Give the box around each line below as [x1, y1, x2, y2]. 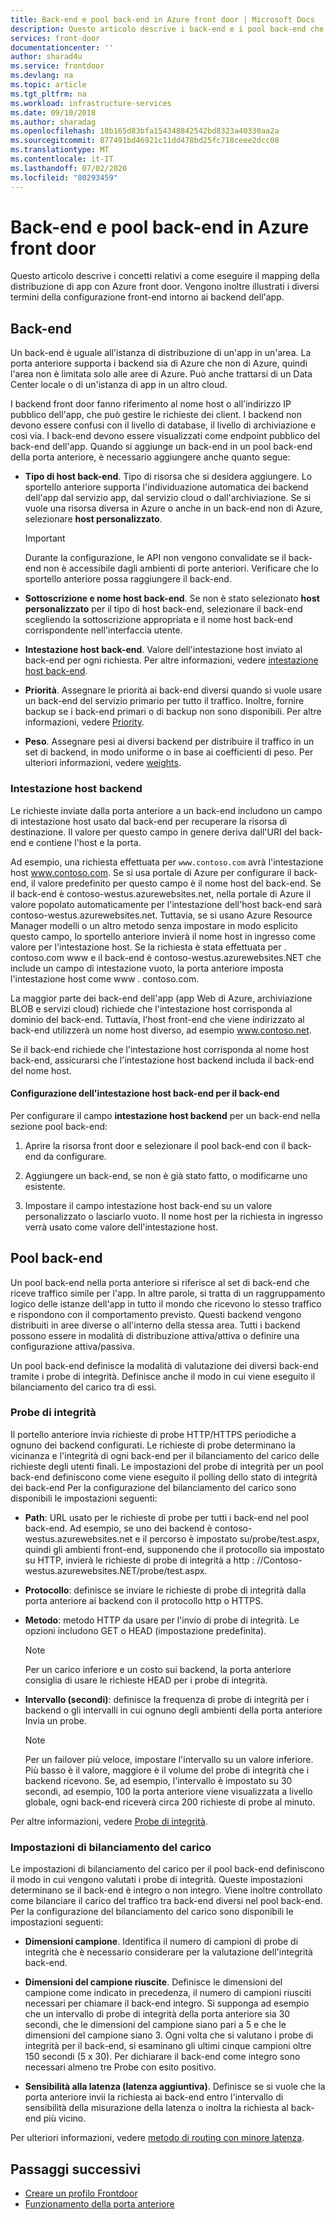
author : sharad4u [10, 52, 83, 62]
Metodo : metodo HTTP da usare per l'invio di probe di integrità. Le [24, 1614, 300, 1626]
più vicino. [43, 2112, 87, 2125]
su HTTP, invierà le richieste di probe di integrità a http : [24, 1554, 255, 1566]
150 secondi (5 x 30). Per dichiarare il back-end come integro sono [24, 2051, 301, 2063]
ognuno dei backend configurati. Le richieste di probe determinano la [10, 1439, 296, 1451]
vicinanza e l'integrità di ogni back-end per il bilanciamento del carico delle [10, 1449, 320, 1461]
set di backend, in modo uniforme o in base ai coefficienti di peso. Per [24, 746, 314, 758]
